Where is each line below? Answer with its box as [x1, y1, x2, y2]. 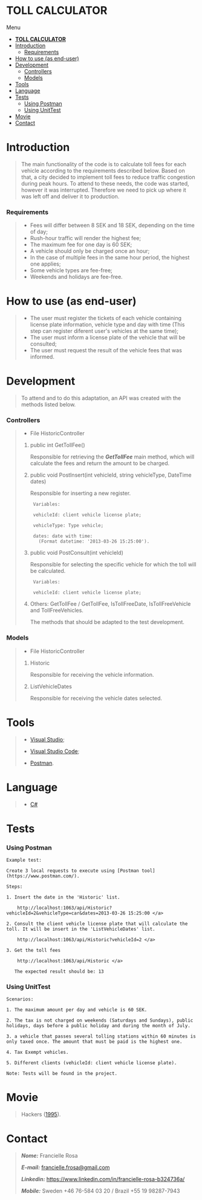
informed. [30, 353, 54, 361]
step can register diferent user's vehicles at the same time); [30, 327, 179, 335]
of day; [30, 228, 48, 235]
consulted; [30, 340, 57, 347]
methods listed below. [21, 401, 76, 408]
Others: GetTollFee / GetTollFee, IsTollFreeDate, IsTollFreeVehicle [30, 600, 191, 608]
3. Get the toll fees [6, 947, 61, 953]
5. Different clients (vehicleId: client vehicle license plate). [6, 1060, 177, 1066]
